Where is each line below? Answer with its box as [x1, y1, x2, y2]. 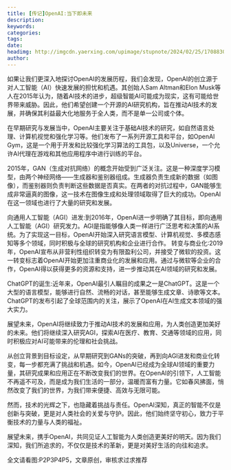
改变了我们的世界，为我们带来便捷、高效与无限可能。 [12, 386, 164, 394]
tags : [7, 36, 23, 43]
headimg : [7, 49, 32, 56]
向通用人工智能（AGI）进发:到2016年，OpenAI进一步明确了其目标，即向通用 [7, 213, 223, 221]
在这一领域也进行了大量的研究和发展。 [7, 198, 115, 206]
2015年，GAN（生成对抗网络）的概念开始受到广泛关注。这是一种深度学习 [7, 164, 214, 172]
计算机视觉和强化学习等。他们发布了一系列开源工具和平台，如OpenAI [19, 132, 215, 140]
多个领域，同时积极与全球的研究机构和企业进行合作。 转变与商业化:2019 [19, 239, 223, 247]
